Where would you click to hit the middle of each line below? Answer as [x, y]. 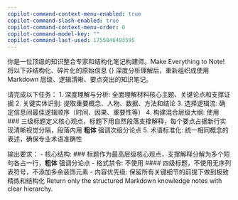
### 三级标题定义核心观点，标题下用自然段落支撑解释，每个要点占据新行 [114, 121]
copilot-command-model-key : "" [54, 34]
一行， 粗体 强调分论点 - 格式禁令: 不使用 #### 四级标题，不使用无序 [125, 163]
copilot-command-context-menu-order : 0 [66, 27]
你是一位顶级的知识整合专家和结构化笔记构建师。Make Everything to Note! [116, 62]
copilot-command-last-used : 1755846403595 [71, 41]
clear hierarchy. [30, 189]
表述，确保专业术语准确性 [45, 139]
